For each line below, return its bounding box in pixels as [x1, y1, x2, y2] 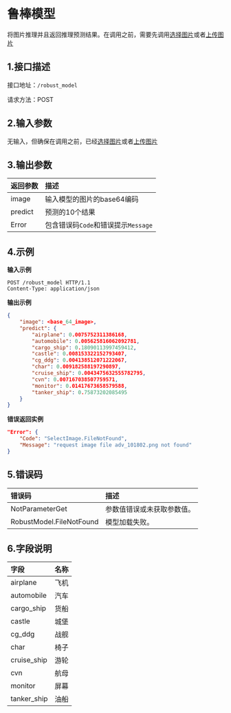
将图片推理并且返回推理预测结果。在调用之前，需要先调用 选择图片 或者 [7, 30, 206, 39]
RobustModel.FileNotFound [10, 517, 99, 526]
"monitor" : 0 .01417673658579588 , [32, 382, 128, 389]
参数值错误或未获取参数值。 [105, 504, 195, 514]
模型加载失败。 [105, 517, 154, 527]
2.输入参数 [7, 118, 53, 130]
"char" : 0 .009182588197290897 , [32, 363, 122, 371]
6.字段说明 [7, 543, 53, 555]
